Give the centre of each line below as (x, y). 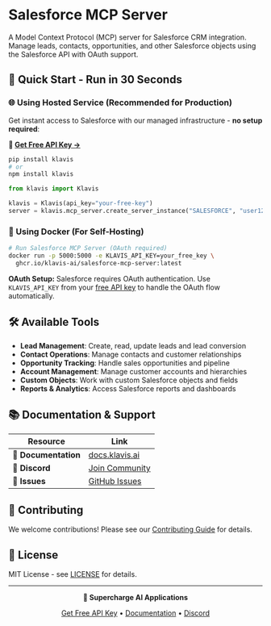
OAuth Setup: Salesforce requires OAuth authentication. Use (110, 278)
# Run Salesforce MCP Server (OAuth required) (88, 248)
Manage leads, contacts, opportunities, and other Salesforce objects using (132, 45)
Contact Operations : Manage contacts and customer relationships (131, 354)
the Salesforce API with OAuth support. (73, 54)
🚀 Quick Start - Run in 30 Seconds (96, 79)
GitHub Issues (115, 482)
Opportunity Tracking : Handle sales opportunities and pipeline (125, 363)
